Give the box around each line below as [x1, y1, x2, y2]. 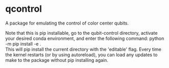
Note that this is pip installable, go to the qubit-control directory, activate [5, 30, 158, 36]
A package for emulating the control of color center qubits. [5, 20, 129, 26]
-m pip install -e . [5, 40, 41, 47]
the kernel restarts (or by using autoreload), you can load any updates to [5, 52, 158, 58]
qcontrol [5, 3, 42, 15]
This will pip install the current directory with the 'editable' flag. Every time [5, 46, 162, 52]
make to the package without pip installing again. [5, 57, 109, 63]
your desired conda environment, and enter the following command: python [5, 35, 164, 41]
